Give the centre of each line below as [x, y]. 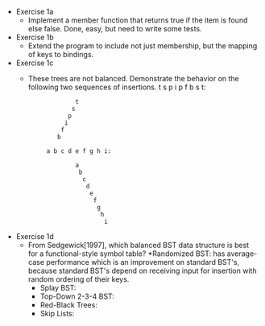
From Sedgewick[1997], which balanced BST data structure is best [139, 245]
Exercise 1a [35, 12]
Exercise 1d [35, 236]
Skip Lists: [57, 314]
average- [242, 254]
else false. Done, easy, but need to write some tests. [115, 29]
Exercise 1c [35, 63]
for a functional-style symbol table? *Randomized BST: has [126, 254]
